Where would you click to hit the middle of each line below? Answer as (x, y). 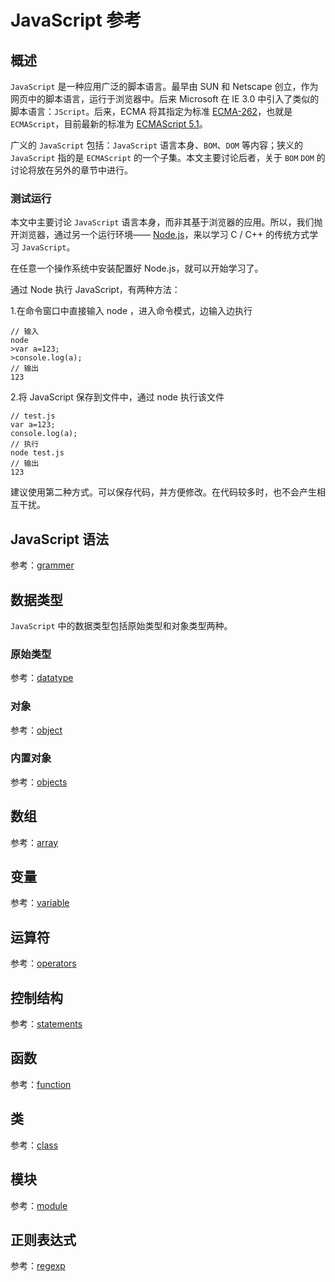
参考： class (34, 1145)
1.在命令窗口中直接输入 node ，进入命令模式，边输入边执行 (131, 311)
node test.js (37, 453)
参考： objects (39, 782)
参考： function (41, 1084)
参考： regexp (38, 1266)
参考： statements (46, 1024)
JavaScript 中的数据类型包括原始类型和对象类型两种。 (121, 625)
